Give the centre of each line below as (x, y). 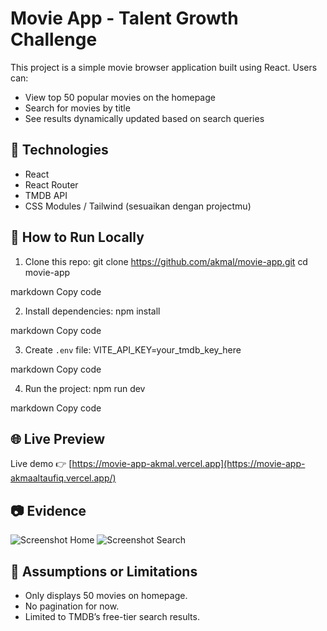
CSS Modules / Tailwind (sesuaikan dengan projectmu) (138, 206)
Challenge (54, 39)
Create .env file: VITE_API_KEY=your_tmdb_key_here (133, 349)
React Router (51, 184)
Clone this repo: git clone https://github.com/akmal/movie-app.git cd (166, 261)
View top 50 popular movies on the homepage (120, 97)
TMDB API (46, 195)
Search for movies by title (77, 108)
